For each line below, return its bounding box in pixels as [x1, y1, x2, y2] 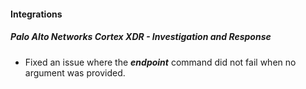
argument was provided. [24, 66, 126, 79]
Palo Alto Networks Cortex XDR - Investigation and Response [10, 31, 272, 43]
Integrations [10, 8, 63, 20]
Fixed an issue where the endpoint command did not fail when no [24, 56, 297, 68]
